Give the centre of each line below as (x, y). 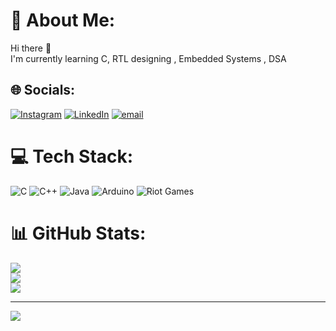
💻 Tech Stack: (72, 156)
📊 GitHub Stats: (78, 233)
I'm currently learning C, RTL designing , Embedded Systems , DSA (148, 58)
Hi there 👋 (31, 48)
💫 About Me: (63, 20)
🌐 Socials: (43, 90)
